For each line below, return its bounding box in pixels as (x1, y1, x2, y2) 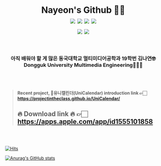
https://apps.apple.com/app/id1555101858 (17, 118, 153, 126)
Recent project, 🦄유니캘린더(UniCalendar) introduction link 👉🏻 (17, 90, 147, 96)
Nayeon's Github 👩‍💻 (41, 4, 125, 16)
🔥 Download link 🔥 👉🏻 (17, 110, 88, 118)
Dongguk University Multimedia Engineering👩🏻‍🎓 (23, 61, 143, 68)
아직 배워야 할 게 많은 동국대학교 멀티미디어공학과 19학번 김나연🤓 (10, 55, 156, 62)
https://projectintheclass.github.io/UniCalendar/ (17, 95, 120, 101)
